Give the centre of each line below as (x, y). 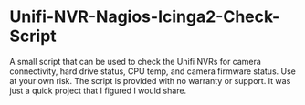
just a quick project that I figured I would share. (98, 90)
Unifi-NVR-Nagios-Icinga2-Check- (145, 17)
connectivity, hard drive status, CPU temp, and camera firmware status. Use (153, 71)
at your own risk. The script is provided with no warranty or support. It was (150, 80)
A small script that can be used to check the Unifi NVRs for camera (136, 61)
